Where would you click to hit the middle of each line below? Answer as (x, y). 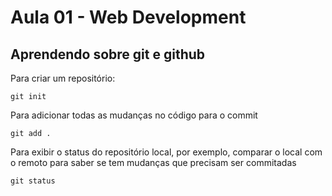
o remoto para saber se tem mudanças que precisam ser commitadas (153, 162)
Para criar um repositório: (63, 78)
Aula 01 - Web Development (128, 17)
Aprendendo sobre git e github (108, 54)
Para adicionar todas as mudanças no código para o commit (134, 115)
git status (33, 181)
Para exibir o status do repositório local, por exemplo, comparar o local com (166, 152)
